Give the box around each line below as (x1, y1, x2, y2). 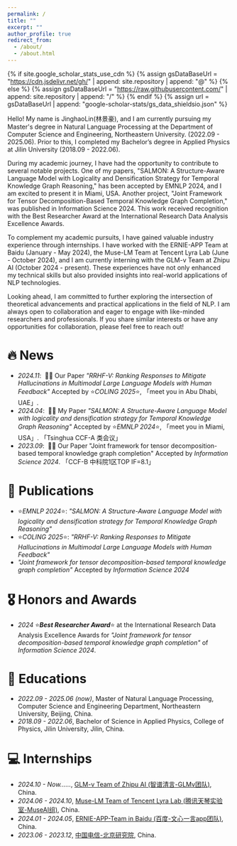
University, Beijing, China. (17, 709, 94, 718)
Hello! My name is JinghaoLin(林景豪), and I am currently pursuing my (7, 114, 211, 123)
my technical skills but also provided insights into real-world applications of (7, 271, 228, 279)
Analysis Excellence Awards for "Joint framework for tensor (17, 631, 192, 639)
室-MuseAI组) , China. (17, 805, 80, 814)
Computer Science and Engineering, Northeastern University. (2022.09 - (7, 129, 220, 139)
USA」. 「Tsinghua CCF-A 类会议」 (17, 433, 122, 441)
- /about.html (13, 50, 55, 58)
